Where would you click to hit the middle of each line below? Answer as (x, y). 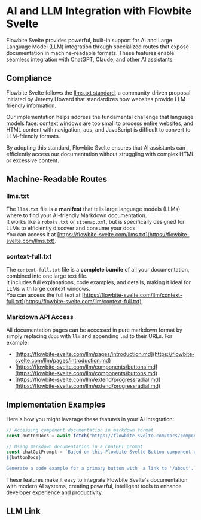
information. (42, 105)
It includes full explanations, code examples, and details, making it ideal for (99, 282)
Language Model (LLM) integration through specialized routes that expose (98, 47)
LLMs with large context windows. (48, 288)
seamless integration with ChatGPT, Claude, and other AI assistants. (90, 59)
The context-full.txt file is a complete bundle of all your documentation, (98, 269)
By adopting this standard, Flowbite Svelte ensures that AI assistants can (96, 147)
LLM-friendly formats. (33, 136)
